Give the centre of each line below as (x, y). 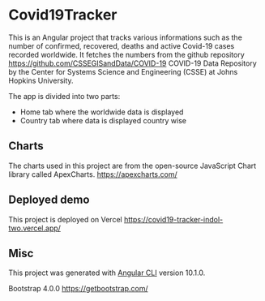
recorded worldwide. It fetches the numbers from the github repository (126, 54)
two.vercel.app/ (34, 228)
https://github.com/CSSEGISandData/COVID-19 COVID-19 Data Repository (132, 63)
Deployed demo (49, 200)
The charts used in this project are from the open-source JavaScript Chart (132, 166)
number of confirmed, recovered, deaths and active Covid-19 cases (122, 45)
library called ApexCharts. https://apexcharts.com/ (93, 174)
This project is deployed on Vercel (66, 219)
